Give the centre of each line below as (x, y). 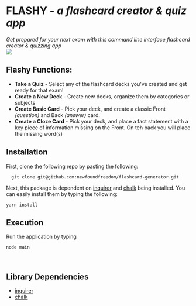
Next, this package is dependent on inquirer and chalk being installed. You (96, 188)
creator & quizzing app (34, 46)
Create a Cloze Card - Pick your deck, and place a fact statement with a (101, 121)
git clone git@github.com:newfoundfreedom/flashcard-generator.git (95, 177)
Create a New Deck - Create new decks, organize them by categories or (102, 96)
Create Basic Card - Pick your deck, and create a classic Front (90, 109)
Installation (27, 152)
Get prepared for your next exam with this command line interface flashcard (98, 39)
